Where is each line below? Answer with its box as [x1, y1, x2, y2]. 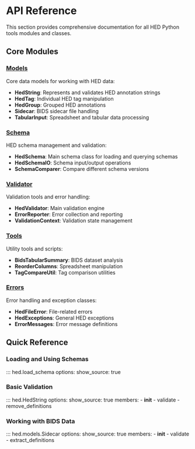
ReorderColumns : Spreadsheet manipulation [14, 262, 123, 270]
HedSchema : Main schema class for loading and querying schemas [14, 153, 178, 160]
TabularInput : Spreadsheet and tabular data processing [14, 114, 149, 121]
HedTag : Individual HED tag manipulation [14, 95, 114, 102]
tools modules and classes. [6, 29, 72, 36]
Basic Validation [6, 383, 53, 391]
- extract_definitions [6, 437, 54, 444]
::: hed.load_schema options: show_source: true [6, 368, 121, 375]
